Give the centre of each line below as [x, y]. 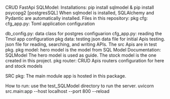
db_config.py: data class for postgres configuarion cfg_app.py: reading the [83, 33]
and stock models [24, 66]
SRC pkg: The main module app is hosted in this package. [66, 76]
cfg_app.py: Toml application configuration [50, 23]
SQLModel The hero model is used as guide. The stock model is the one [81, 55]
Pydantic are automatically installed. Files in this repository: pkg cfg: [77, 18]
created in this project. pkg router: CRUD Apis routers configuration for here [85, 60]
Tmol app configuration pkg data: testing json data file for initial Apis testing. [85, 39]
